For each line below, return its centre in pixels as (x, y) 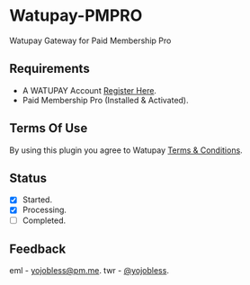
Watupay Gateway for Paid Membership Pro (90, 40)
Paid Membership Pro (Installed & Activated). (105, 100)
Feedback (38, 249)
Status (28, 178)
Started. (37, 200)
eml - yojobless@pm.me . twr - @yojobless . (89, 271)
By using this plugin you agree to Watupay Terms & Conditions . (126, 150)
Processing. (45, 210)
